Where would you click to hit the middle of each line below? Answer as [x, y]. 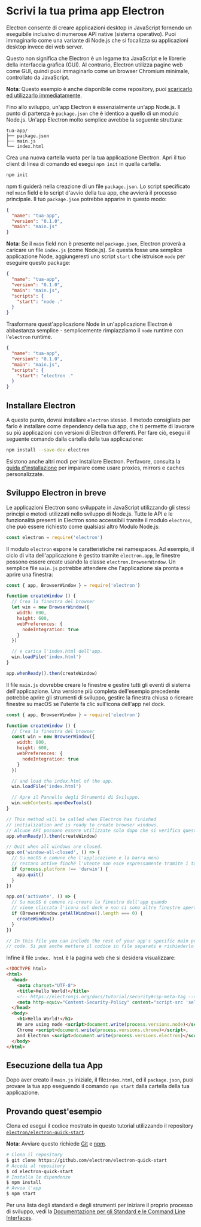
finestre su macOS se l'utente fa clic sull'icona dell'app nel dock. [86, 704]
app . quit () [31, 875]
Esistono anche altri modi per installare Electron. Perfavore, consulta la [93, 461]
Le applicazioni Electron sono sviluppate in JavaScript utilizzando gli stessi [98, 507]
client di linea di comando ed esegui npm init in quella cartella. [84, 163]
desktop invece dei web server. [45, 47]
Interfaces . [19, 1218]
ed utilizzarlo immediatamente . [44, 95]
